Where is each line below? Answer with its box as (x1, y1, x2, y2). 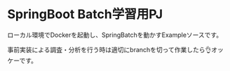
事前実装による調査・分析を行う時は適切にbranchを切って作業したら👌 (7, 45, 212, 54)
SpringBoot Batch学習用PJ (7, 6, 163, 22)
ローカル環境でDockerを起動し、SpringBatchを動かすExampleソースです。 (7, 31, 223, 39)
